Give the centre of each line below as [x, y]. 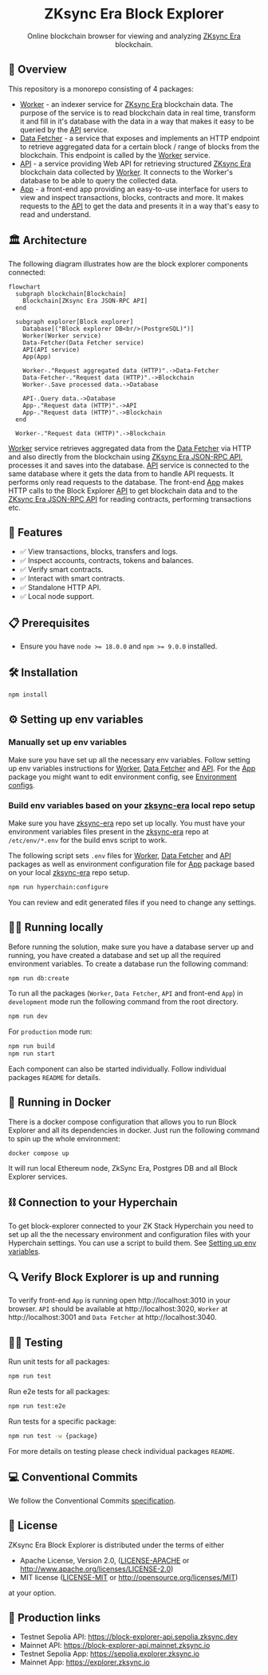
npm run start [32, 1054]
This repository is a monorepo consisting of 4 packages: [101, 89]
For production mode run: [51, 1032]
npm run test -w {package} [53, 1437]
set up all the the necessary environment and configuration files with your [130, 1234]
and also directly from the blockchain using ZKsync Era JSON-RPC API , [126, 456]
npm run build [32, 1046]
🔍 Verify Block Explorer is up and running [114, 1277]
